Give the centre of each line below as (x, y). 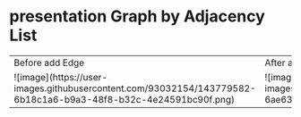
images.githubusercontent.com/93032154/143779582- (135, 88)
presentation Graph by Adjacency (138, 17)
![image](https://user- (60, 77)
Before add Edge (49, 63)
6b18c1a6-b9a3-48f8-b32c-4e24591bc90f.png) (125, 99)
